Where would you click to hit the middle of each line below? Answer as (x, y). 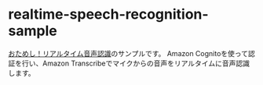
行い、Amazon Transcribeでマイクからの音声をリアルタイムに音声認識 (135, 63)
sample (33, 31)
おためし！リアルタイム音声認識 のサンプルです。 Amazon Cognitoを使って (128, 53)
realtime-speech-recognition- (109, 14)
